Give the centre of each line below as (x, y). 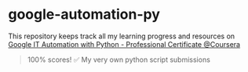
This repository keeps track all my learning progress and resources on (122, 36)
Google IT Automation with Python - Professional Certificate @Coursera (124, 44)
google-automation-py (84, 14)
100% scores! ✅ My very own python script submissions (119, 59)
